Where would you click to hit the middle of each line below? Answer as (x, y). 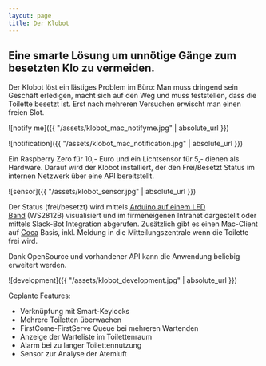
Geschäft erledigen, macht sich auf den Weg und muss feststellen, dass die (133, 96)
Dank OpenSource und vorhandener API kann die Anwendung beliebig (124, 257)
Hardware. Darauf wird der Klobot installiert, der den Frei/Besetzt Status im (132, 168)
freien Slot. (26, 113)
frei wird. (23, 241)
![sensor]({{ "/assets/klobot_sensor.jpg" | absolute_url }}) (102, 192)
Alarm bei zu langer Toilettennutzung (81, 345)
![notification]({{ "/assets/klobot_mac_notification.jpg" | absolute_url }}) (126, 144)
